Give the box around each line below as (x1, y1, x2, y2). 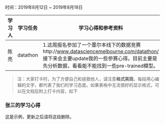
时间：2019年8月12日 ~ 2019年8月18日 (5, 4, 83, 10)
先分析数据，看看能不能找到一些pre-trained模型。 (42, 62, 159, 69)
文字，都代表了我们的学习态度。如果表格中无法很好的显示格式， (26, 82, 155, 88)
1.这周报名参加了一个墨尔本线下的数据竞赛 (42, 41, 141, 48)
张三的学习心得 (5, 101, 41, 108)
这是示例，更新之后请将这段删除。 (5, 114, 74, 120)
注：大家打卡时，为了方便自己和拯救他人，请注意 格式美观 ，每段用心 (17, 76, 155, 82)
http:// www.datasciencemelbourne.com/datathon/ (42, 48, 159, 55)
